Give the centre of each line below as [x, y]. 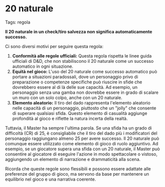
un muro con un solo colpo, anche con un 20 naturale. [67, 97]
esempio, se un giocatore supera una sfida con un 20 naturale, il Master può [82, 149]
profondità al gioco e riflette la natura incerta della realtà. [70, 118]
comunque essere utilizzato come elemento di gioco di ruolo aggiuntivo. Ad [82, 143]
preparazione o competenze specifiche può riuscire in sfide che [77, 82]
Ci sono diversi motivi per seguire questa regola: [54, 46]
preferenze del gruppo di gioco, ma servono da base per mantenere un [77, 174]
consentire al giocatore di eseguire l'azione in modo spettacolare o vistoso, [81, 154]
